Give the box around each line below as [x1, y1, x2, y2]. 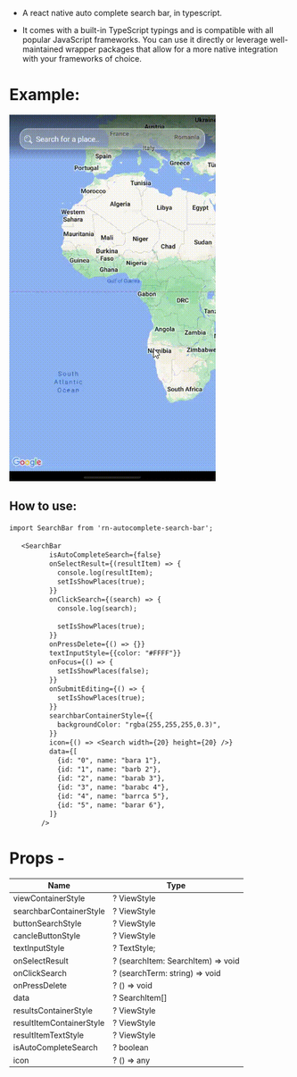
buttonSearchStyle [12, 918, 82, 929]
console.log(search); [56, 603, 138, 613]
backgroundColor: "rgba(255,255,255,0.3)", [56, 719, 221, 729]
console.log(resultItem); [56, 568, 153, 577]
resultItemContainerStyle [12, 1017, 105, 1028]
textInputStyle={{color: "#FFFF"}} [48, 648, 181, 658]
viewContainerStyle [12, 893, 86, 904]
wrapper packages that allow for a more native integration [65, 44, 278, 55]
